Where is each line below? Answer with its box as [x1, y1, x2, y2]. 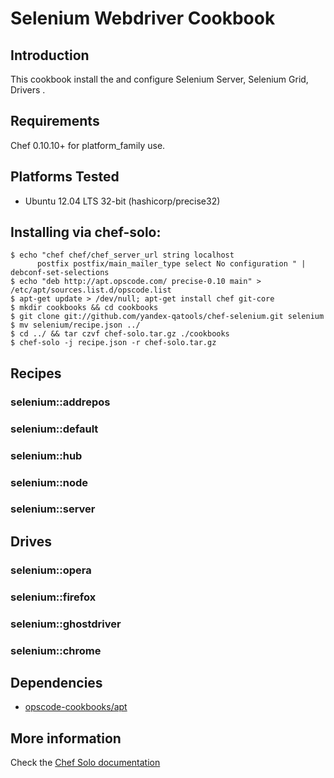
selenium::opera [10, 563, 92, 577]
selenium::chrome [10, 643, 102, 657]
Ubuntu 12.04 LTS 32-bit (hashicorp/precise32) [24, 195, 221, 207]
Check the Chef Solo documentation [10, 757, 161, 769]
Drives [10, 533, 52, 550]
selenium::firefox [10, 590, 97, 604]
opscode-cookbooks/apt [24, 701, 128, 713]
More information [10, 730, 122, 747]
